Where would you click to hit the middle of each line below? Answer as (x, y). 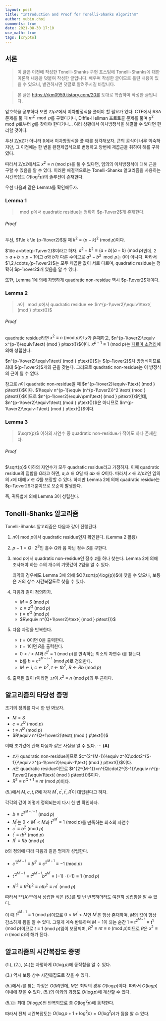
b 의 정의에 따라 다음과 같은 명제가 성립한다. (47, 851)
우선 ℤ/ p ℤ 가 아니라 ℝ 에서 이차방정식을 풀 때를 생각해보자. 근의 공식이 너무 (76, 141)
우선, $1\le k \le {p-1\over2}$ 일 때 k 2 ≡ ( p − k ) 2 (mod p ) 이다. (65, 239)
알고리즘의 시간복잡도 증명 (43, 952)
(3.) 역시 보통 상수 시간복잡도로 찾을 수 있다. (48, 975)
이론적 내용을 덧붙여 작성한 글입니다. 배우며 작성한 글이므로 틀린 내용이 (85, 78)
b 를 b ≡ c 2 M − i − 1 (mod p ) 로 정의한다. (56, 660)
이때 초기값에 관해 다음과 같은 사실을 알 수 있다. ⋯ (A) (57, 745)
